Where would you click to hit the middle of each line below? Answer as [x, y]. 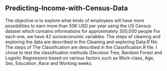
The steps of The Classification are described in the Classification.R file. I [81, 47]
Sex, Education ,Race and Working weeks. [49, 63]
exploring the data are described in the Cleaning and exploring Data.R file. [82, 42]
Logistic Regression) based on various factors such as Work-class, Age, [80, 58]
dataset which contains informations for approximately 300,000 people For [83, 31]
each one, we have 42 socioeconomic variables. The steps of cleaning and [83, 36]
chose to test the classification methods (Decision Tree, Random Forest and [84, 52]
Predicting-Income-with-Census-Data [67, 8]
